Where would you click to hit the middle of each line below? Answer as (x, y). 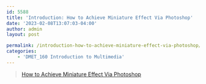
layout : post (23, 35)
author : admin (25, 29)
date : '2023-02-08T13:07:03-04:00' (52, 23)
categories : (21, 51)
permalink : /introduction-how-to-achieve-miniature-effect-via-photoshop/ (104, 46)
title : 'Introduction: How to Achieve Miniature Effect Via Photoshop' (100, 18)
